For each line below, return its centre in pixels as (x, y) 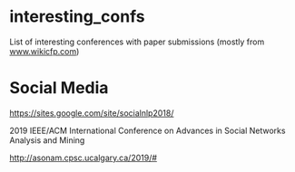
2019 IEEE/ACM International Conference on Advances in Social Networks (147, 130)
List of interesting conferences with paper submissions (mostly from (137, 42)
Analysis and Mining (47, 140)
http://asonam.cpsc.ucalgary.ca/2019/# (83, 158)
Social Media (59, 88)
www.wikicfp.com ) (44, 51)
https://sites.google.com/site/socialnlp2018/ (92, 113)
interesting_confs (77, 17)
